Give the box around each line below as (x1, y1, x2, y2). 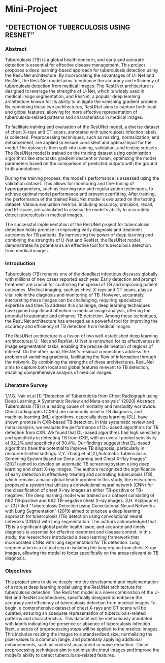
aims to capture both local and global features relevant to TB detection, (5, 365, 150, 370)
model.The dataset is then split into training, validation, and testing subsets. (5, 144, 159, 151)
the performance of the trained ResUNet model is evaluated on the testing (5, 196, 155, 202)
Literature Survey (5, 382, 48, 389)
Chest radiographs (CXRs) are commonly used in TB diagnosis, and (5, 409, 142, 415)
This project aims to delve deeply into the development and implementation (5, 579, 158, 585)
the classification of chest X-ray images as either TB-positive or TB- (5, 487, 144, 493)
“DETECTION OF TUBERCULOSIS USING (5, 23, 131, 32)
